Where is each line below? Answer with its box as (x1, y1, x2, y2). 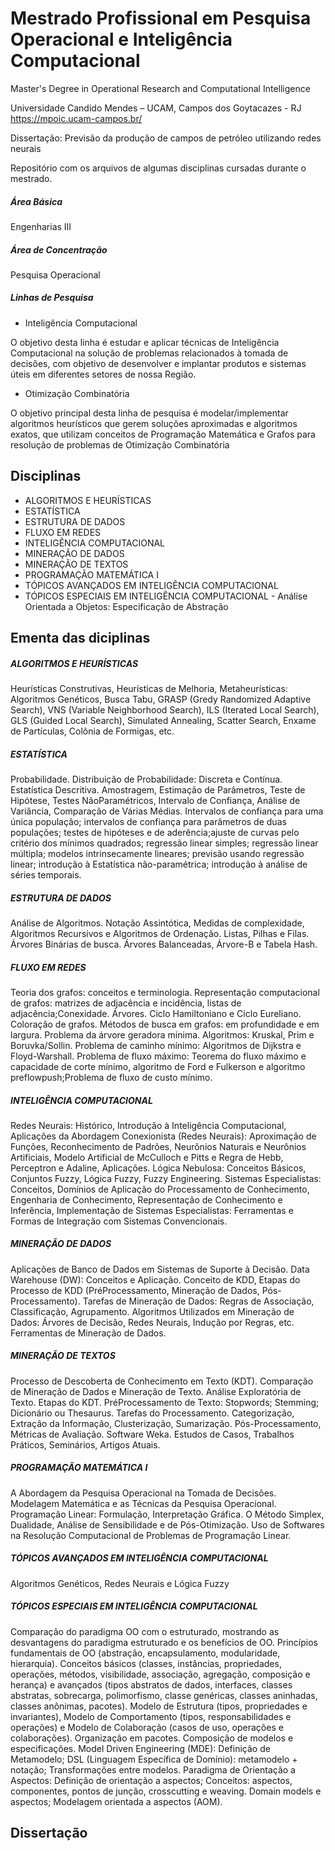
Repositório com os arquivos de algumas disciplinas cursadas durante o (10, 162, 307, 174)
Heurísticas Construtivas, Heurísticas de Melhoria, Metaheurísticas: (10, 683, 288, 695)
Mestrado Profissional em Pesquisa (10, 7, 312, 30)
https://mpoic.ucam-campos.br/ (10, 112, 143, 124)
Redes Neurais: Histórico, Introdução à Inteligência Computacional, (10, 1119, 287, 1131)
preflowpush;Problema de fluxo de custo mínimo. (10, 1071, 213, 1083)
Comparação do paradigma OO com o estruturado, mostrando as (10, 1625, 280, 1637)
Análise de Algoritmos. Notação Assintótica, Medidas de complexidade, (10, 917, 305, 929)
